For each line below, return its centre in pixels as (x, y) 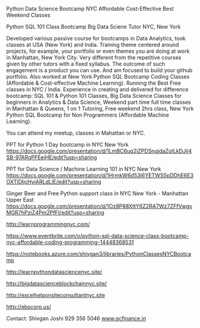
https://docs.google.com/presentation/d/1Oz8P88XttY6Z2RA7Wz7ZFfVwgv (99, 206)
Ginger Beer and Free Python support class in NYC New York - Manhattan (97, 193)
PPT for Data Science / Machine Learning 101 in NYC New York (84, 169)
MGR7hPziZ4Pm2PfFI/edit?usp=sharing (55, 212)
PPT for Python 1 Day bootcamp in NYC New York (67, 144)
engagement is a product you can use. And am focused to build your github (99, 70)
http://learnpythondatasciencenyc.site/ (54, 272)
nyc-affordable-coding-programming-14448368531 (70, 242)
